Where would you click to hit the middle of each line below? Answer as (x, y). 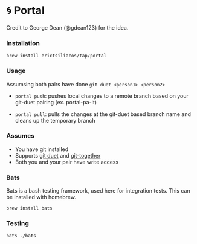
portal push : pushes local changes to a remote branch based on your (102, 96)
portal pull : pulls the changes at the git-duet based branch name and (103, 114)
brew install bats (29, 208)
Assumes (21, 136)
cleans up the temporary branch (55, 120)
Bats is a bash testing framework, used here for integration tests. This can (98, 191)
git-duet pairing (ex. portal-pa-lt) (56, 102)
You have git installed (42, 149)
